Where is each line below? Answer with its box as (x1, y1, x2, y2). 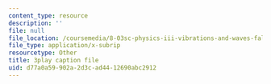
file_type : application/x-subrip (8, 42, 121, 50)
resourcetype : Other (8, 49, 78, 57)
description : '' (8, 19, 63, 27)
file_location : (8, 34, 60, 42)
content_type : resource (8, 11, 89, 20)
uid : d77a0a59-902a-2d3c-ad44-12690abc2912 (8, 64, 157, 72)
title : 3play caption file (8, 57, 99, 65)
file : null (8, 26, 45, 34)
